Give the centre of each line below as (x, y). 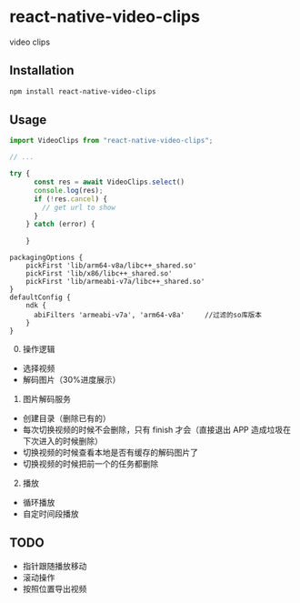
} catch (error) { (60, 225)
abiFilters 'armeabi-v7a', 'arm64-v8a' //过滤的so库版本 (147, 316)
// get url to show (79, 207)
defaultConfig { (40, 297)
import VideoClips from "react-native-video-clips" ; (111, 141)
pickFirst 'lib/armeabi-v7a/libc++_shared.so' (115, 282)
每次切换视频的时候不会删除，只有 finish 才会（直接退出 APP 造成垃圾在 (156, 430)
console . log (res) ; (68, 190)
